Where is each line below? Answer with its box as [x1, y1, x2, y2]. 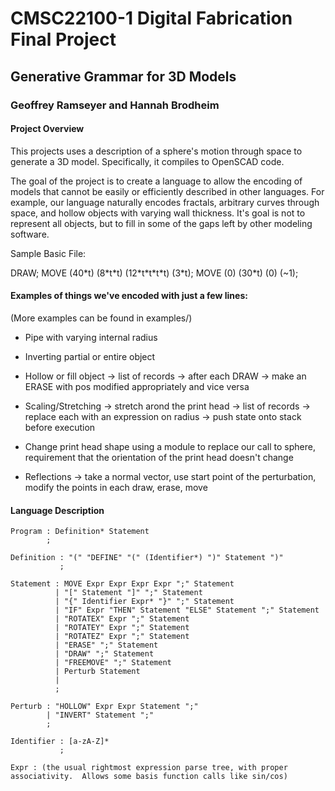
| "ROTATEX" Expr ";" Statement [54, 614, 190, 624]
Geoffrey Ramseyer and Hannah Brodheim [10, 98, 220, 112]
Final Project [10, 28, 117, 51]
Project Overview [10, 123, 85, 135]
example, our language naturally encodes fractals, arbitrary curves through [10, 196, 320, 208]
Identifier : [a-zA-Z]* [10, 737, 110, 747]
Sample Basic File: [10, 247, 87, 259]
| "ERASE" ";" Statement [54, 640, 159, 651]
